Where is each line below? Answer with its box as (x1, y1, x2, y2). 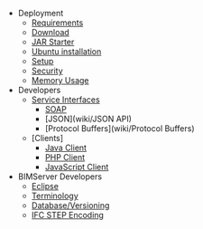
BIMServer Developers (17, 171, 102, 182)
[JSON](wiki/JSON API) (44, 113, 133, 124)
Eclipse (31, 181, 59, 191)
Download (31, 27, 69, 37)
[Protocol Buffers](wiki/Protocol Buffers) (44, 123, 195, 134)
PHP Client (44, 152, 86, 162)
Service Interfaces (31, 94, 101, 105)
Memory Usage (31, 75, 89, 85)
